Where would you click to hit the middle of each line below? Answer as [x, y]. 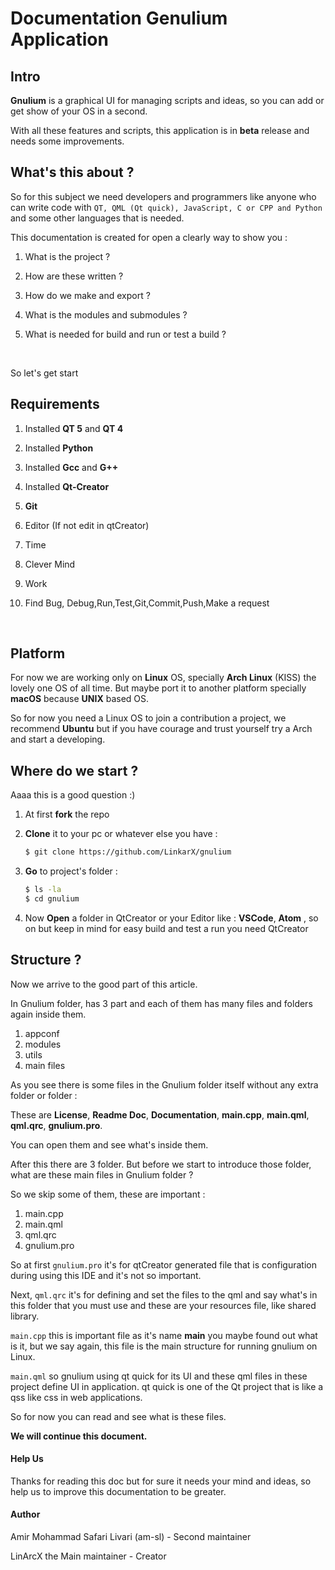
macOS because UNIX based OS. [80, 699]
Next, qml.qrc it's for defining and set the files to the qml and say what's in [164, 1294]
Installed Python [59, 448]
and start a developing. [58, 739]
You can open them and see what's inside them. [109, 1144]
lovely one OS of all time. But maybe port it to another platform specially [158, 688]
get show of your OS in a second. [79, 111]
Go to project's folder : [71, 871]
